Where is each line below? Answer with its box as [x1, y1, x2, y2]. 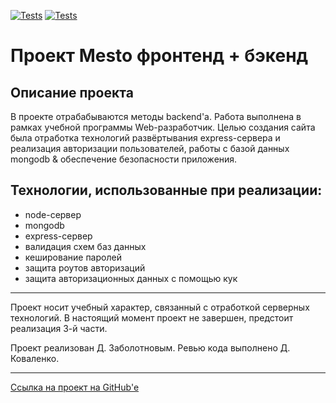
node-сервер [24, 208, 82, 220]
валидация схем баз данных [24, 240, 147, 252]
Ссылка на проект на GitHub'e [10, 381, 140, 393]
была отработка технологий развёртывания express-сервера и [10, 132, 281, 144]
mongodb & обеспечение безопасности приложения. [10, 153, 238, 165]
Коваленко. [10, 352, 60, 364]
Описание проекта [10, 84, 134, 101]
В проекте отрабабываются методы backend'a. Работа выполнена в [10, 111, 302, 122]
